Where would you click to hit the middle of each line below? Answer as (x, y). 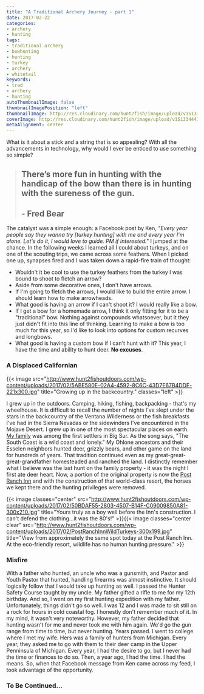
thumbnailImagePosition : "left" (47, 108)
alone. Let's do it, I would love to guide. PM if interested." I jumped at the (97, 241)
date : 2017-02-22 (28, 18)
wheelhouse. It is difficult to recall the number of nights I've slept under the (100, 410)
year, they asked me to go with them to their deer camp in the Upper (92, 644)
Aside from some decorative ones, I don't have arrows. (84, 285)
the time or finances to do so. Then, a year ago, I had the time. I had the (96, 657)
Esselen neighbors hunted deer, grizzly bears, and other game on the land (99, 448)
